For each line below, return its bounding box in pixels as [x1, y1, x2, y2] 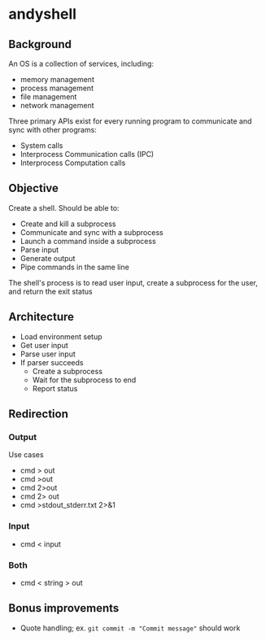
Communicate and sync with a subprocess [20, 227, 164, 237]
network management [20, 101, 95, 110]
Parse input [20, 245, 59, 255]
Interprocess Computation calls [20, 158, 126, 168]
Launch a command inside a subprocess [20, 236, 156, 246]
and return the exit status [8, 286, 93, 296]
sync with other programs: [8, 125, 98, 134]
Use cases [8, 450, 44, 460]
